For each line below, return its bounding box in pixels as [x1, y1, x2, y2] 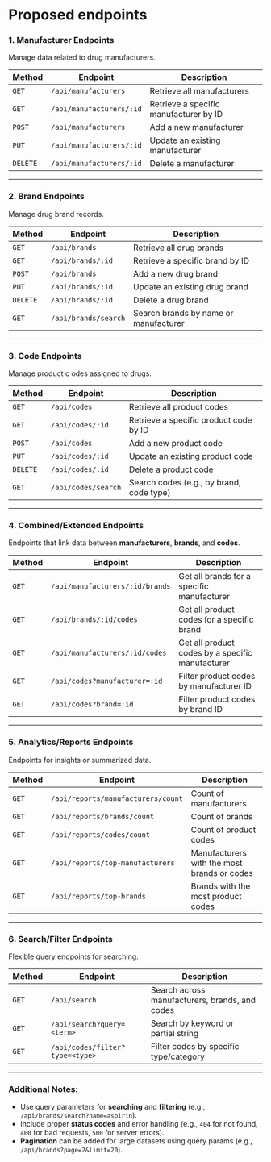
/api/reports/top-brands [51, 891, 147, 901]
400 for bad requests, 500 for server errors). [19, 1127, 165, 1138]
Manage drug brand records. [8, 209, 105, 219]
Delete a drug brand [132, 294, 210, 306]
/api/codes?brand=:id [51, 700, 134, 709]
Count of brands [190, 810, 253, 822]
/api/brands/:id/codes [51, 615, 139, 624]
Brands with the [190, 881, 251, 892]
